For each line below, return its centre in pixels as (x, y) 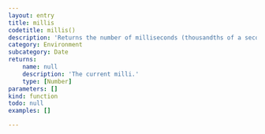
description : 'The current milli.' (81, 74)
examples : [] (30, 111)
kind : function (33, 96)
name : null (40, 67)
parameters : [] (33, 89)
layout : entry (32, 15)
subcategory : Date (38, 52)
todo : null (26, 103)
